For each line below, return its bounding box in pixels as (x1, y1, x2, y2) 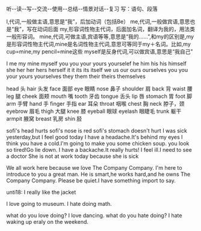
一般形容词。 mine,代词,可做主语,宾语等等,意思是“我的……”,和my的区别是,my (6, 33, 194, 40)
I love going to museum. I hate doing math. (6, 200, 112, 207)
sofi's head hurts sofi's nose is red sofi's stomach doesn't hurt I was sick (6, 127, 188, 134)
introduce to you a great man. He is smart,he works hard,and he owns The (6, 170, 191, 178)
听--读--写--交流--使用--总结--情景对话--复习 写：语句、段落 (6, 5, 158, 12)
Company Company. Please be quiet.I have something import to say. (6, 177, 176, 184)
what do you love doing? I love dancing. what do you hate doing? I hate (6, 212, 182, 219)
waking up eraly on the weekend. (6, 218, 89, 225)
